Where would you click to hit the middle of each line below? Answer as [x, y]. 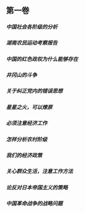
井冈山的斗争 [21, 75]
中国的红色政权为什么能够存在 [42, 59]
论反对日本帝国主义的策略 [37, 187]
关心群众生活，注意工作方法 [40, 171]
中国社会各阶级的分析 [32, 27]
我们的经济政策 [24, 155]
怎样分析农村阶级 [27, 139]
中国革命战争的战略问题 [34, 204]
